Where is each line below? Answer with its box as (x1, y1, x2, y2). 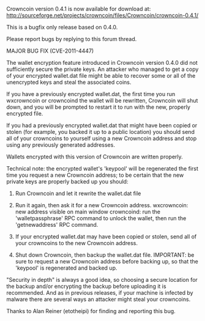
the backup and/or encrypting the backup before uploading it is (6, 282, 166, 290)
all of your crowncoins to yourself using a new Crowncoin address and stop (6, 135, 197, 142)
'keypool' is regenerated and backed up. (15, 264, 117, 271)
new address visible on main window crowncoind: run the (15, 208, 161, 215)
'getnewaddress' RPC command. (15, 221, 99, 228)
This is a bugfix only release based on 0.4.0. (6, 24, 118, 31)
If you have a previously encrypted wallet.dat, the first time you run (6, 90, 176, 97)
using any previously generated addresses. (6, 141, 115, 149)
